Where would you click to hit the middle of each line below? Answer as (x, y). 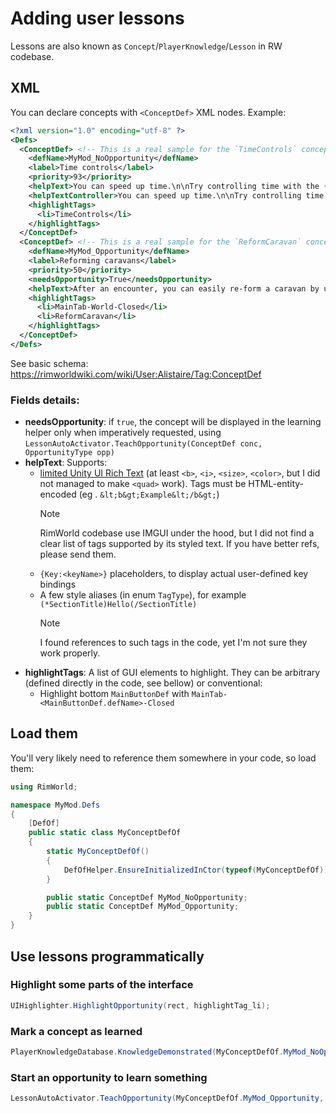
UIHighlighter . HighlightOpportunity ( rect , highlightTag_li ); (140, 1005)
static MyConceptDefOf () (98, 852)
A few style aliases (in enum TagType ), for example (143, 595)
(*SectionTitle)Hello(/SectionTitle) (118, 605)
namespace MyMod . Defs (55, 805)
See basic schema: (49, 363)
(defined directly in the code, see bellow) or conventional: (143, 683)
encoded (58, 494)
